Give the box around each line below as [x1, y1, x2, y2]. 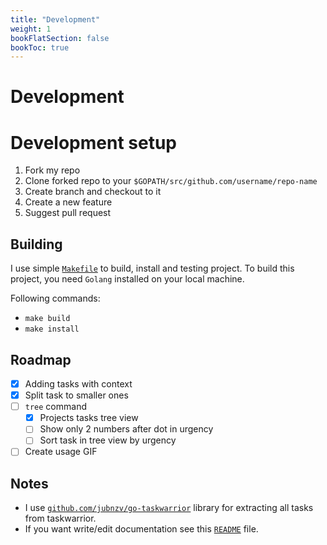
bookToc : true [10, 42, 70, 53]
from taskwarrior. [24, 512, 97, 525]
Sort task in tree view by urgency [39, 434, 177, 446]
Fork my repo [24, 164, 81, 176]
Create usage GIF [24, 446, 98, 458]
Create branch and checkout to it [24, 186, 162, 198]
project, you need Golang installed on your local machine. [10, 273, 245, 285]
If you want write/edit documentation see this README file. [24, 523, 259, 535]
